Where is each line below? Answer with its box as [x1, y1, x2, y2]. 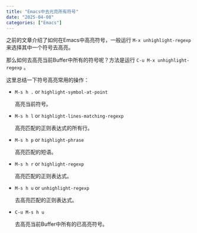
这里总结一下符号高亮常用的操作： [6, 76, 89, 83]
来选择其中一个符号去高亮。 [6, 44, 74, 51]
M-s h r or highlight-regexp [14, 160, 85, 167]
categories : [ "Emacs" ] [6, 20, 62, 25]
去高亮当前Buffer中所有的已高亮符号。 [14, 221, 108, 228]
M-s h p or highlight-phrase [14, 137, 85, 144]
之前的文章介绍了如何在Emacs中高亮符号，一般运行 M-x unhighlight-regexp [6, 37, 191, 44]
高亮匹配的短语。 [14, 148, 57, 156]
